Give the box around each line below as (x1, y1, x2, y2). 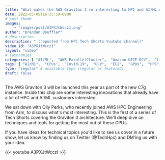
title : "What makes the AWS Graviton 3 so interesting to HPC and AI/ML (5, 7, 157, 12)
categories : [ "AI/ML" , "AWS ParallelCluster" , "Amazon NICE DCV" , (5, 57, 151, 62)
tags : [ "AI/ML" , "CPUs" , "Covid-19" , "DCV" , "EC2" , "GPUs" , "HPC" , (5, 62, 162, 67)
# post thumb (5, 16, 32, 21)
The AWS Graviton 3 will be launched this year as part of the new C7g (5, 84, 146, 90)
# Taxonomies (5, 52, 32, 58)
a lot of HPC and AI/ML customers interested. (5, 94, 97, 100)
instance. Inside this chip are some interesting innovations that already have (5, 89, 159, 95)
